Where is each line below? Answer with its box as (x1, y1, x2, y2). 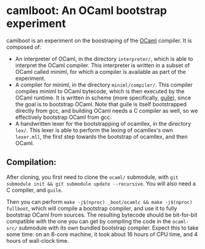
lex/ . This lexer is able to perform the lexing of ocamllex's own (15, 126, 173, 134)
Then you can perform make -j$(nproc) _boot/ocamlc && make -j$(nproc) (6, 198, 193, 205)
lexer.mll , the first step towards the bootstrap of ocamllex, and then (15, 132, 188, 140)
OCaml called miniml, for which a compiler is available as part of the (15, 68, 186, 75)
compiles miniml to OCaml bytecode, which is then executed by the (15, 87, 185, 95)
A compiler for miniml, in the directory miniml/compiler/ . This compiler (15, 81, 193, 88)
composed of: (6, 43, 41, 51)
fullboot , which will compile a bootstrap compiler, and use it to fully (6, 204, 178, 212)
